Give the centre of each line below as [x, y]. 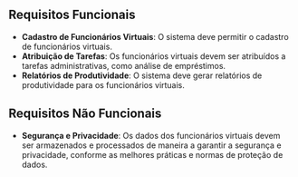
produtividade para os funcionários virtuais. [103, 84]
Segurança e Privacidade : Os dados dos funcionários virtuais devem [151, 135]
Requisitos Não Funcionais [85, 114]
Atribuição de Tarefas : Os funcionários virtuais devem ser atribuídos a [154, 56]
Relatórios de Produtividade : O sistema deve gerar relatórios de [142, 75]
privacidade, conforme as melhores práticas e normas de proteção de [152, 154]
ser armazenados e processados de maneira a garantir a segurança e [151, 145]
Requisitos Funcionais [72, 15]
